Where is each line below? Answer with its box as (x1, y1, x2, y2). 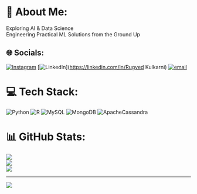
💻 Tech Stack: (6, 85, 79, 98)
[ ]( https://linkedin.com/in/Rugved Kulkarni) (37, 63, 167, 70)
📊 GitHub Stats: (6, 130, 86, 143)
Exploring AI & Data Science (6, 25, 74, 32)
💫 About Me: (6, 5, 68, 19)
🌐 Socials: (6, 48, 45, 58)
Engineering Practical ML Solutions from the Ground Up (6, 30, 141, 38)
